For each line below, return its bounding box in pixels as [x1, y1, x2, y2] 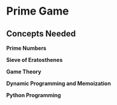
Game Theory [6, 68, 42, 75]
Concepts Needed [6, 29, 76, 39]
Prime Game [6, 4, 69, 18]
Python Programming [6, 92, 62, 98]
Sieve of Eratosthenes [6, 56, 63, 63]
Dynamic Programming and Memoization [6, 80, 112, 87]
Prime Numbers [6, 44, 46, 52]
